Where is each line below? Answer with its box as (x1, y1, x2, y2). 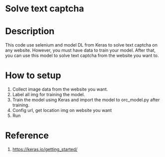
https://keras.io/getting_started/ (12, 147, 78, 152)
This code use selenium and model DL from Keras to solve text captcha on (5, 42, 158, 48)
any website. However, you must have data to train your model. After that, (5, 48, 156, 53)
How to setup (5, 70, 61, 81)
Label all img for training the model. (12, 92, 85, 98)
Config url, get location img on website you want (12, 107, 112, 113)
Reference (5, 130, 49, 141)
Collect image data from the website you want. (12, 86, 108, 92)
